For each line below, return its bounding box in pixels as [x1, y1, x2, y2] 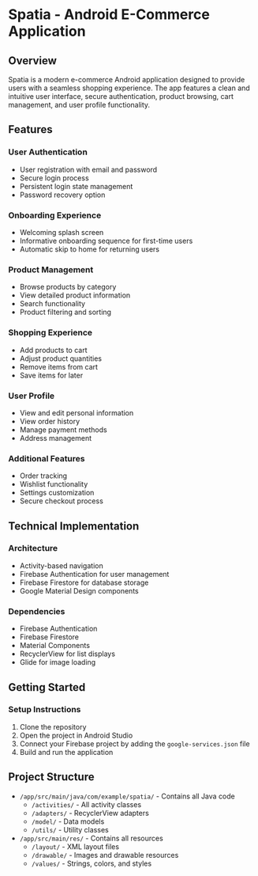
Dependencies [8, 605, 65, 616]
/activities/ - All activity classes [31, 799, 142, 809]
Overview [8, 54, 58, 67]
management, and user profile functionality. [8, 100, 151, 109]
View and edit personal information [19, 408, 134, 417]
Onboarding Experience [8, 210, 102, 221]
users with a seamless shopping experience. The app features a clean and [8, 83, 250, 93]
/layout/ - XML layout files [31, 841, 120, 851]
